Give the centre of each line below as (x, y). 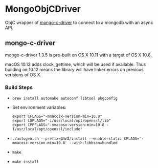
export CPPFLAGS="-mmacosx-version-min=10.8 (58, 125)
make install (25, 162)
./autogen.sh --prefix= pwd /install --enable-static (67, 138)
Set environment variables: (39, 107)
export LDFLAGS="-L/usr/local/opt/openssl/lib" (61, 121)
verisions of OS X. (23, 75)
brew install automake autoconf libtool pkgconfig (65, 99)
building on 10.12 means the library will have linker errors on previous (75, 69)
